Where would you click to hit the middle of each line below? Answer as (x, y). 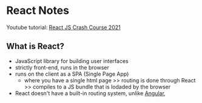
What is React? (35, 46)
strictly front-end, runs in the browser (62, 67)
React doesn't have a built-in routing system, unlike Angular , (90, 93)
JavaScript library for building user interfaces (72, 61)
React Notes (38, 11)
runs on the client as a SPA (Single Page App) (72, 74)
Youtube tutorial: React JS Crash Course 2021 (63, 27)
